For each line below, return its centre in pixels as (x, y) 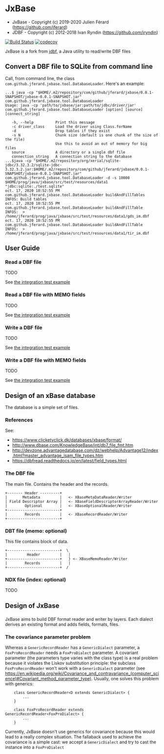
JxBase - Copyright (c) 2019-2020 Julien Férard (60, 22)
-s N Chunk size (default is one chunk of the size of (85, 135)
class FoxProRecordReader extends (49, 710)
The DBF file (20, 474)
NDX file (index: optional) (36, 579)
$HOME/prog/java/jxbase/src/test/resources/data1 (57, 182)
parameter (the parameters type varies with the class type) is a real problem (82, 658)
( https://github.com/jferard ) (40, 27)
